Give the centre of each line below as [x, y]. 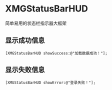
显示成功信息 [25, 40]
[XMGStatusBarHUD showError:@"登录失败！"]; [50, 82]
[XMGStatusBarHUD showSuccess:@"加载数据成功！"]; [56, 53]
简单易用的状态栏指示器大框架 [36, 23]
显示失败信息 [25, 70]
